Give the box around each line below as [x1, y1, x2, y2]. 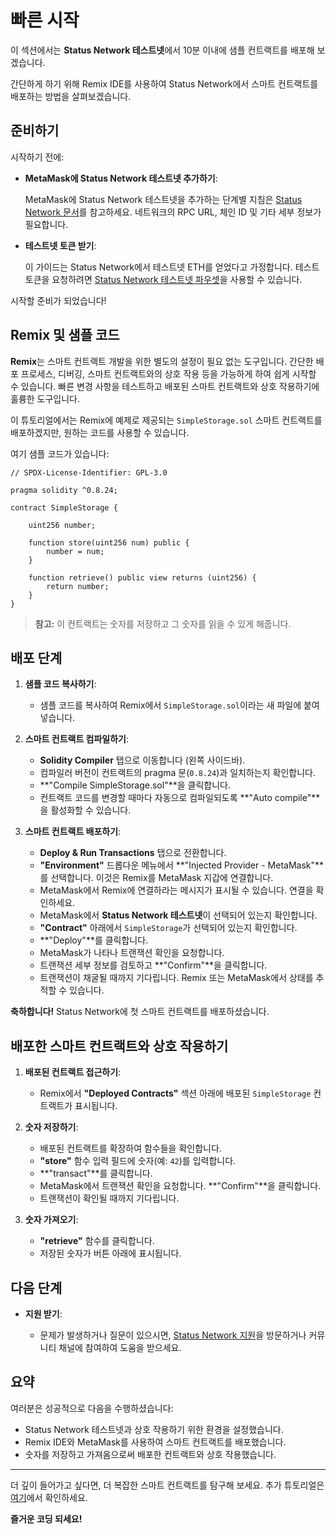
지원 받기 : [24, 1308, 63, 1320]
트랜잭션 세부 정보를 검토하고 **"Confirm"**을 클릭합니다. [39, 959, 268, 971]
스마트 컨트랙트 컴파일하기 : [24, 733, 130, 745]
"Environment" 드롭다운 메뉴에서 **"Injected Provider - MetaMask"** [39, 859, 325, 871]
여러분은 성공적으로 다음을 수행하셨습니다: [10, 1402, 174, 1414]
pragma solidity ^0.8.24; [10, 485, 118, 495]
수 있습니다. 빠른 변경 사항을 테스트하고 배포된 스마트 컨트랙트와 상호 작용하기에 [10, 380, 320, 392]
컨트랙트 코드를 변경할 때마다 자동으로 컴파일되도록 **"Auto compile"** [39, 792, 321, 804]
